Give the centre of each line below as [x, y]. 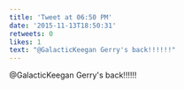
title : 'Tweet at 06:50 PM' [61, 17]
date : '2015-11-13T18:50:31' [63, 26]
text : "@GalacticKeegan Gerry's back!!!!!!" [92, 50]
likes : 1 [25, 42]
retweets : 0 [31, 33]
